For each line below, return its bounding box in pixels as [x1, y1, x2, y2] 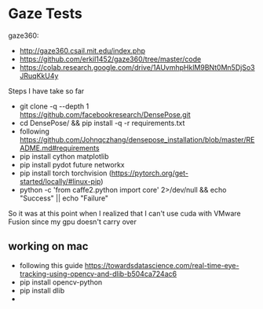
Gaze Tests [8, 5, 82, 23]
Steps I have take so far [8, 86, 85, 95]
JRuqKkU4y [19, 71, 59, 80]
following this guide [19, 260, 84, 270]
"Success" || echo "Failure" [19, 193, 108, 203]
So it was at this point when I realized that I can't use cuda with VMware [8, 208, 241, 218]
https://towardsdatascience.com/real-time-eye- [85, 260, 239, 270]
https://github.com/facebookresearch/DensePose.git [19, 109, 191, 119]
